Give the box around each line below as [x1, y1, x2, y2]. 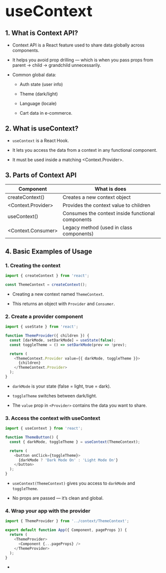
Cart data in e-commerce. [19, 110, 73, 116]
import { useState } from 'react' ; [5, 324, 79, 329]
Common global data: [12, 72, 56, 78]
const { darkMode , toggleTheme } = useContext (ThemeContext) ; [9, 439, 140, 444]
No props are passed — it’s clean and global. [12, 495, 104, 501]
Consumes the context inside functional [62, 210, 155, 217]
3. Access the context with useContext [5, 414, 100, 421]
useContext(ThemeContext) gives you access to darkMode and [12, 481, 135, 486]
